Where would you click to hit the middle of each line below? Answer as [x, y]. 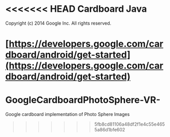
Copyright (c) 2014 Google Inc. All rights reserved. [58, 23]
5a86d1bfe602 [110, 130]
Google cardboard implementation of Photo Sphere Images [68, 114]
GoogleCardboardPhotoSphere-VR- [83, 100]
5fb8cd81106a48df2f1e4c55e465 [130, 124]
